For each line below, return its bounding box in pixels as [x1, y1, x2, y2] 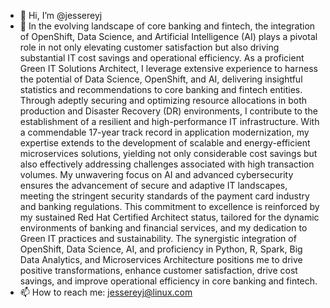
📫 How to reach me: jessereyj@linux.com [19, 286, 193, 298]
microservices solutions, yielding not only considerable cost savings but [19, 148, 318, 159]
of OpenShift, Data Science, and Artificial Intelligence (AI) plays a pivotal [19, 31, 318, 42]
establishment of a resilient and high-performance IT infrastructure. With [19, 116, 320, 127]
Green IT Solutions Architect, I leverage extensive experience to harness [19, 63, 318, 74]
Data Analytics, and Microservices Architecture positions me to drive [19, 254, 303, 265]
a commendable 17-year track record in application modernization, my [19, 126, 310, 138]
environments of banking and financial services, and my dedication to [19, 222, 308, 234]
